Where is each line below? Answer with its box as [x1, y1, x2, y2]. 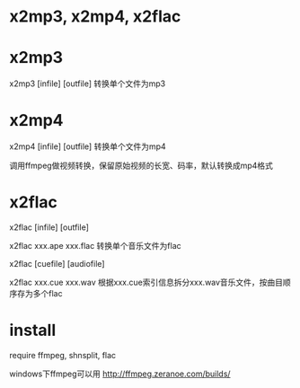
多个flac [32, 288, 63, 298]
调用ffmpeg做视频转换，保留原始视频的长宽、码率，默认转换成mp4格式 [9, 160, 274, 172]
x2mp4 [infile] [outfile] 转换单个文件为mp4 [9, 141, 166, 152]
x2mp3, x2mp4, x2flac [9, 6, 181, 27]
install [9, 321, 57, 340]
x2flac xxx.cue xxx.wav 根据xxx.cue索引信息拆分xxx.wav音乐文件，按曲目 [9, 277, 284, 287]
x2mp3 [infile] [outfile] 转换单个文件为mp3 [9, 78, 166, 89]
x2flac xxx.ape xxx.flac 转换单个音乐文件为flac [9, 241, 181, 251]
